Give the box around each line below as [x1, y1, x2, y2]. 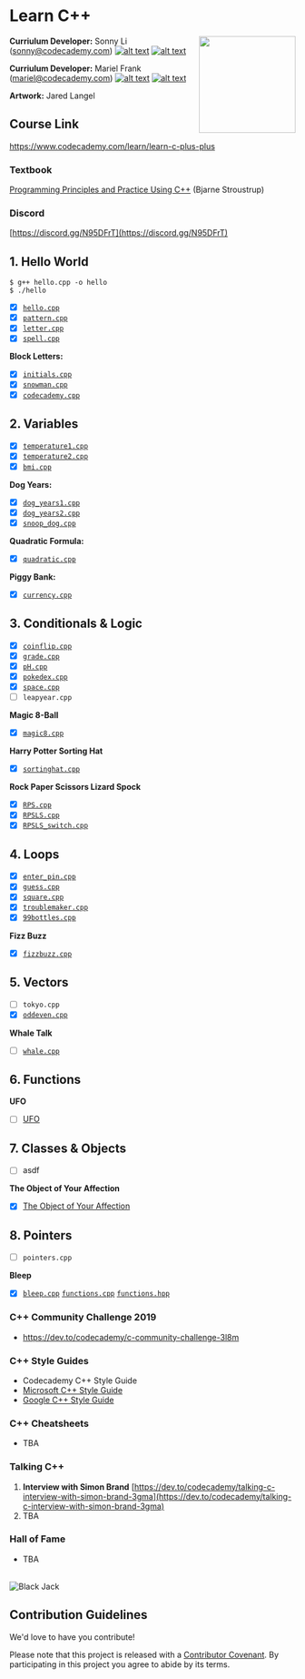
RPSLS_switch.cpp [22, 821, 89, 831]
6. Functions [9, 1071, 82, 1087]
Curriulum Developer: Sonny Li [9, 35, 128, 46]
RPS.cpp [22, 801, 52, 810]
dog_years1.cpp [22, 498, 81, 508]
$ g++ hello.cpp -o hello [9, 278, 107, 288]
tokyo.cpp [22, 1000, 61, 1010]
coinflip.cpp [22, 642, 73, 651]
